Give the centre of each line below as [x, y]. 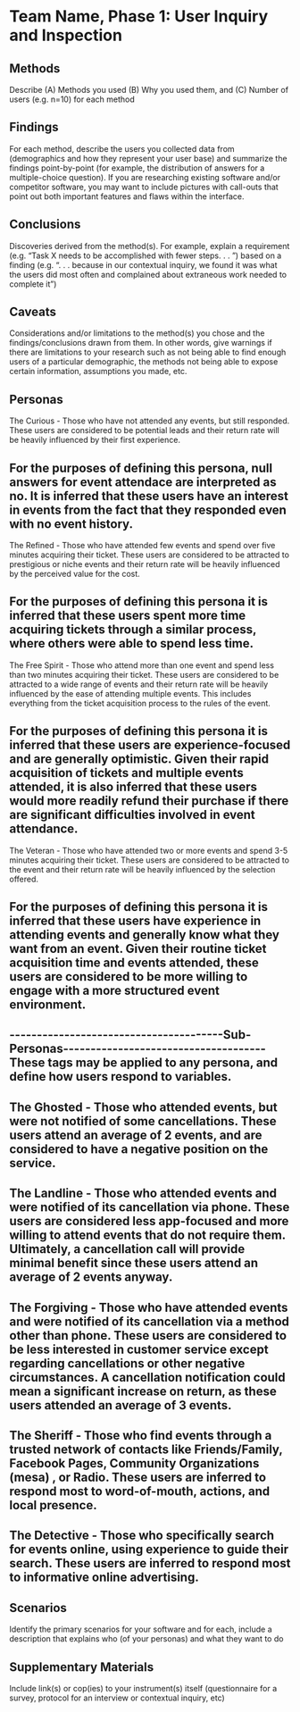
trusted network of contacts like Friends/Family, [146, 1450]
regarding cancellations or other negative [127, 1363]
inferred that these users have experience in [135, 921]
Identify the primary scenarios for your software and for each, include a [141, 1629]
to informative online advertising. [104, 1578]
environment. [48, 1005]
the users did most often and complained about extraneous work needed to [148, 274]
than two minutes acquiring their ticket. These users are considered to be [144, 674]
